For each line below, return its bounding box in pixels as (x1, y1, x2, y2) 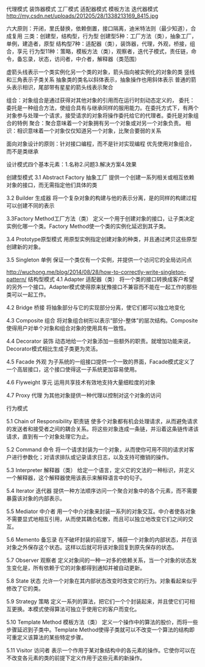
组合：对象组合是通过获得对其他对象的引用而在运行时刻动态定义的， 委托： (6, 97, 195, 104)
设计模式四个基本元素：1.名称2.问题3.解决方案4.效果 (6, 161, 137, 168)
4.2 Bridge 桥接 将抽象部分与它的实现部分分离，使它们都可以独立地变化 (6, 304, 185, 311)
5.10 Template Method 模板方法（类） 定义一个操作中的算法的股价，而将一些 (6, 619, 198, 625)
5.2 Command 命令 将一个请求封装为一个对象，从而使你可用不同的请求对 (6, 446, 189, 453)
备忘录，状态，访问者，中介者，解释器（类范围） (16, 56, 140, 62)
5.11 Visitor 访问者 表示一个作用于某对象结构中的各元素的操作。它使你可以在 (6, 647, 196, 654)
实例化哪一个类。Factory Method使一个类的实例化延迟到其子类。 (6, 222, 170, 230)
